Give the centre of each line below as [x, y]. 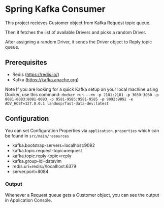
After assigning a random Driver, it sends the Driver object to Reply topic [79, 42]
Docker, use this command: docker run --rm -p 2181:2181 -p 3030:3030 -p [82, 94]
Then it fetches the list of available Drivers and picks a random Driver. [76, 32]
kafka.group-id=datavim [37, 161]
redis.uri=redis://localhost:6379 [44, 166]
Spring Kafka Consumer [55, 9]
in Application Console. [29, 200]
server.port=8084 [30, 172]
